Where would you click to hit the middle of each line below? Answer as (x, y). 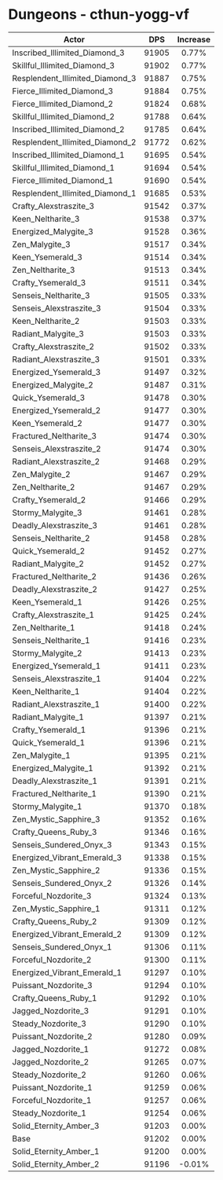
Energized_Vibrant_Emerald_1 (67, 972)
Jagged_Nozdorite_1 (51, 1049)
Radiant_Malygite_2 (48, 564)
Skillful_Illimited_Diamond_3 (64, 65)
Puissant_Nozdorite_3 (52, 985)
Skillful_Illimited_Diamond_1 (64, 167)
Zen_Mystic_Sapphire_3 (56, 819)
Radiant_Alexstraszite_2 (56, 461)
